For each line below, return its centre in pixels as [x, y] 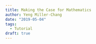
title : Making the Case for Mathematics [49, 10]
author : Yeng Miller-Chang [34, 15]
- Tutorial [21, 29]
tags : [11, 24]
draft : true [18, 33]
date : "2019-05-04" [26, 19]
